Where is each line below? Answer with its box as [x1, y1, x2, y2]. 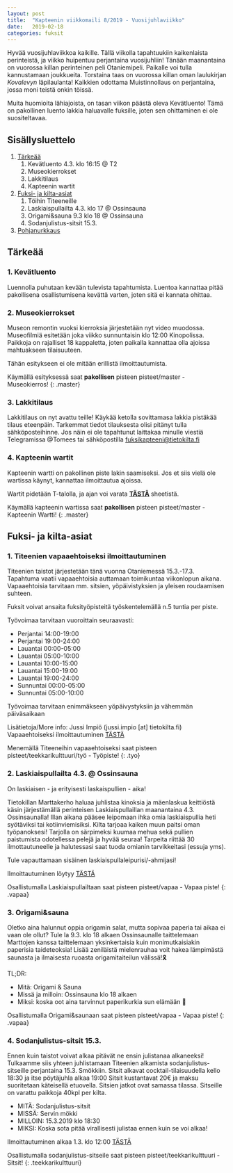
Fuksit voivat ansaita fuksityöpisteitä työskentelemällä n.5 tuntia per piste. [7, 603, 218, 611]
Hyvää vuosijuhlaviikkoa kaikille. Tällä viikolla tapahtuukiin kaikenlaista [7, 49, 209, 57]
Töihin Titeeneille [27, 197, 77, 205]
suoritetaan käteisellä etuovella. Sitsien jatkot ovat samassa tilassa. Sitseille [7, 1081, 223, 1090]
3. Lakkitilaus [7, 397, 54, 407]
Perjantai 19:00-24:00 [17, 637, 80, 645]
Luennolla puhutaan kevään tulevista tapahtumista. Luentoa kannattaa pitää [7, 283, 224, 291]
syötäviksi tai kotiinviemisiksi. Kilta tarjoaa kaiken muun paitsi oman [7, 820, 200, 828]
